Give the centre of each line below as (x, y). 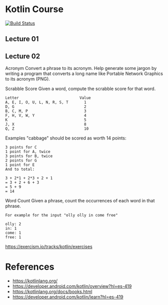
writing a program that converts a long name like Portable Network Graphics (84, 73)
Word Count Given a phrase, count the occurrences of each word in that (80, 201)
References (30, 267)
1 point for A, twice (28, 152)
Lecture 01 (22, 39)
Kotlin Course (34, 9)
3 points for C (21, 147)
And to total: (20, 170)
